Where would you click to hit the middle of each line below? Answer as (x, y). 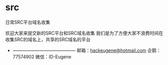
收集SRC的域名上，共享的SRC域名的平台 (48, 39)
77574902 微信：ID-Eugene (42, 57)
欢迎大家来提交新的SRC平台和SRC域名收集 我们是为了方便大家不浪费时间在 (84, 33)
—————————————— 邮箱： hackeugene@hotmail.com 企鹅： (87, 50)
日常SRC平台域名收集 (28, 22)
